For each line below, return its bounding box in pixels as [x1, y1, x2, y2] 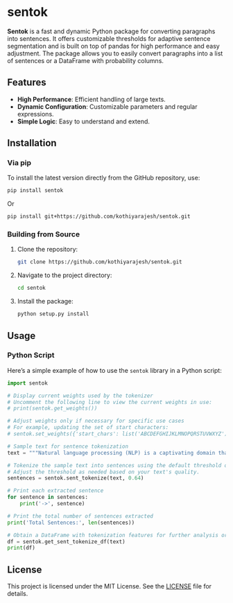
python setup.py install [17, 311, 89, 317]
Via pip [7, 158, 32, 168]
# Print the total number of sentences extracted [7, 512, 154, 520]
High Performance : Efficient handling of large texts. [17, 95, 166, 103]
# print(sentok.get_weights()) [7, 405, 98, 412]
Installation [7, 137, 57, 149]
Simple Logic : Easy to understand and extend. [17, 117, 150, 125]
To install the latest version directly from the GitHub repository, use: [7, 174, 200, 182]
